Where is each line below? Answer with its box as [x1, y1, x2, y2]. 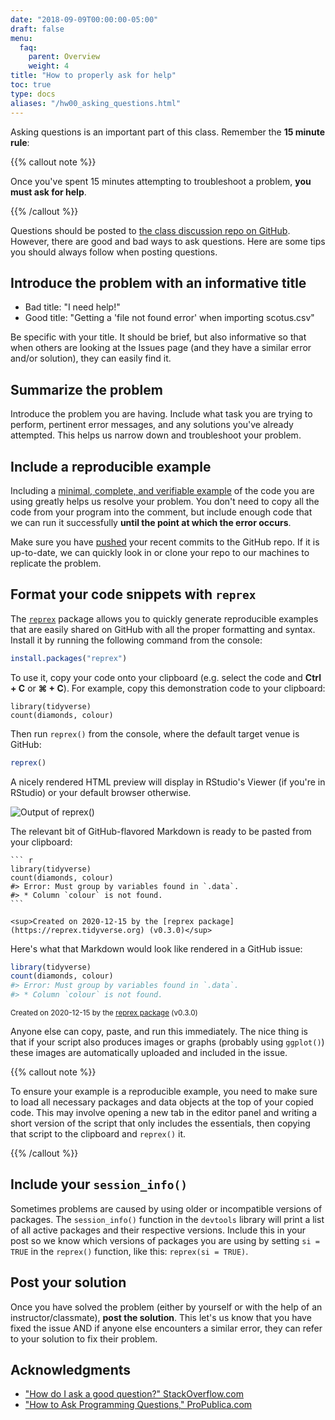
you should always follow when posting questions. [10, 246, 218, 258]
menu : [10, 33, 33, 43]
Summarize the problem [10, 381, 163, 398]
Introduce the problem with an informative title [10, 274, 307, 291]
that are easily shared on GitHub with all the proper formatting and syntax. [10, 623, 316, 635]
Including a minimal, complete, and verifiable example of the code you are [10, 484, 315, 496]
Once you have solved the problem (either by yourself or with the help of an [10, 1301, 323, 1313]
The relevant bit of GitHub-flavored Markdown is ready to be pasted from [10, 825, 312, 837]
